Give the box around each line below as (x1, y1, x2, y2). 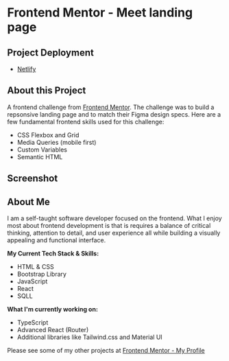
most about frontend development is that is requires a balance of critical (7, 222, 211, 230)
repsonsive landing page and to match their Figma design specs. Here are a (7, 110, 221, 118)
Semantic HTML (16, 152, 63, 161)
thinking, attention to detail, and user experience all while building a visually (7, 229, 221, 237)
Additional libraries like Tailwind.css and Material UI (16, 333, 162, 341)
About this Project (7, 84, 86, 97)
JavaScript (16, 277, 48, 286)
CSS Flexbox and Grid (16, 130, 80, 139)
